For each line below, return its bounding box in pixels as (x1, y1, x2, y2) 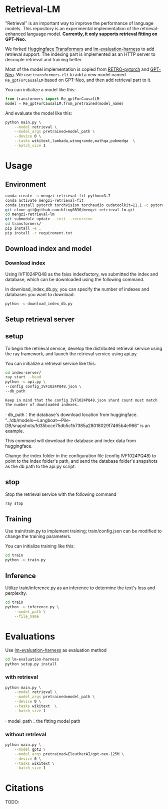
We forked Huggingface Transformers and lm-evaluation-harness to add (5, 46, 155, 52)
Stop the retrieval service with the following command (5, 491, 116, 497)
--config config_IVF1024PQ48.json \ (5, 384, 81, 389)
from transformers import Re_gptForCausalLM (5, 96, 99, 101)
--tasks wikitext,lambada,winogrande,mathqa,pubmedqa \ (14, 139, 135, 144)
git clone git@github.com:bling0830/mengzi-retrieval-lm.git (5, 207, 135, 212)
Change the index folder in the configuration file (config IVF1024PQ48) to (5, 453, 156, 459)
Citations (5, 782, 44, 794)
